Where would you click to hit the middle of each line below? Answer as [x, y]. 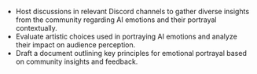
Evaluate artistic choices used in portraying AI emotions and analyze [126, 36]
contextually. [36, 28]
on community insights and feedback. [77, 61]
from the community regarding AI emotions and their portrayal [116, 20]
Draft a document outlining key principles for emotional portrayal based [131, 53]
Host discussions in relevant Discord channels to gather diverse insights [132, 11]
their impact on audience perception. [75, 45]
